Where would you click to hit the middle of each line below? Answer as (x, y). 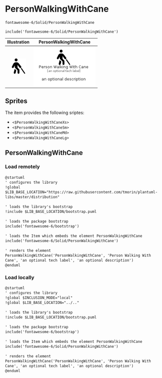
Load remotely (23, 167)
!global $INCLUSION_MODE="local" (39, 298)
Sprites (16, 101)
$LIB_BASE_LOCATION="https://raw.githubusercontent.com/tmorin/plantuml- (81, 192)
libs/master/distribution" (32, 197)
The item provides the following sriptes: (45, 113)
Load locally (20, 277)
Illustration (18, 42)
